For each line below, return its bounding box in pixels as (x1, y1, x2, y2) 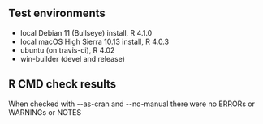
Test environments (8, 6, 106, 20)
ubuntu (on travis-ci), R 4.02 (19, 45, 115, 55)
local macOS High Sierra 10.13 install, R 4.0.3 (19, 36, 169, 46)
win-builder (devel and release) (19, 53, 126, 63)
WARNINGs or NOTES (8, 107, 82, 117)
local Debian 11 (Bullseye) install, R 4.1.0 (19, 28, 153, 37)
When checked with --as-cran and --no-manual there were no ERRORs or (8, 99, 256, 109)
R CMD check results (8, 77, 117, 92)
